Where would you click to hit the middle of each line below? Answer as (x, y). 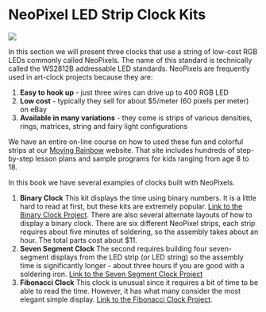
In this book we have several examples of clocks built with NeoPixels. (122, 182)
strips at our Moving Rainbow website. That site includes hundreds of (122, 150)
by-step (21, 158)
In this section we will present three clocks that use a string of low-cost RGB (133, 51)
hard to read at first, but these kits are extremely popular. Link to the (131, 206)
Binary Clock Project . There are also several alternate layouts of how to (136, 214)
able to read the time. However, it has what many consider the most (130, 291)
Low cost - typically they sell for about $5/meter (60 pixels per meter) (134, 100)
